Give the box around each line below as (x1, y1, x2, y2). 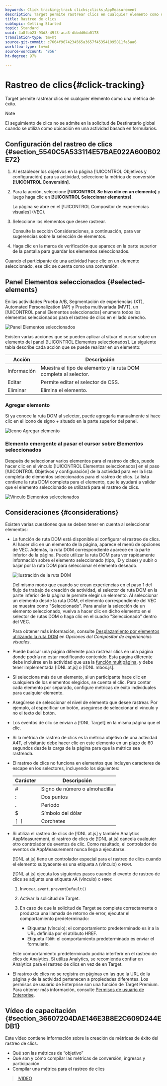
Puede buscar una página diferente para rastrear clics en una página (12, 649, 153, 655)
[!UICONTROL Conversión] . (12, 179, 71, 185)
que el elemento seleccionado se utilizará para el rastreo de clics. (5, 484, 140, 490)
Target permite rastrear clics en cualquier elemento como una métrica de (5, 95, 155, 102)
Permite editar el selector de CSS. (40, 379, 119, 386)
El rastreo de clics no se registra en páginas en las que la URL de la (12, 971, 150, 977)
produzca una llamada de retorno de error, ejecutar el (19, 910, 130, 917)
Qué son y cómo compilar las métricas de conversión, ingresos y (12, 1055, 146, 1061)
